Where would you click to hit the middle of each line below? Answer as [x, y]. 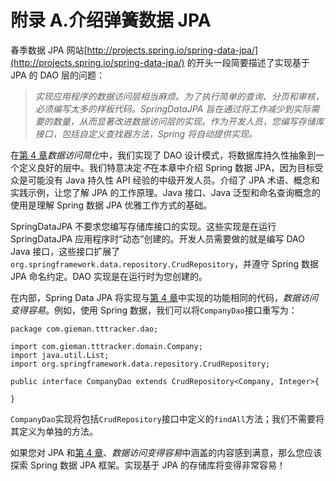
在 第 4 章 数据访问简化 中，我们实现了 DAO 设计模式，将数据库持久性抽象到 [163, 155]
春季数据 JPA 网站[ [49, 50]
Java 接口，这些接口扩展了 [65, 251]
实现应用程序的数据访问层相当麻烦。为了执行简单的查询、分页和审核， [179, 96]
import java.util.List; [60, 355]
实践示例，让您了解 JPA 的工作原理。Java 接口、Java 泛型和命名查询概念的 [165, 192]
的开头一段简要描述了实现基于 [248, 62]
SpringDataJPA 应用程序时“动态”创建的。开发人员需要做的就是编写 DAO [157, 238]
